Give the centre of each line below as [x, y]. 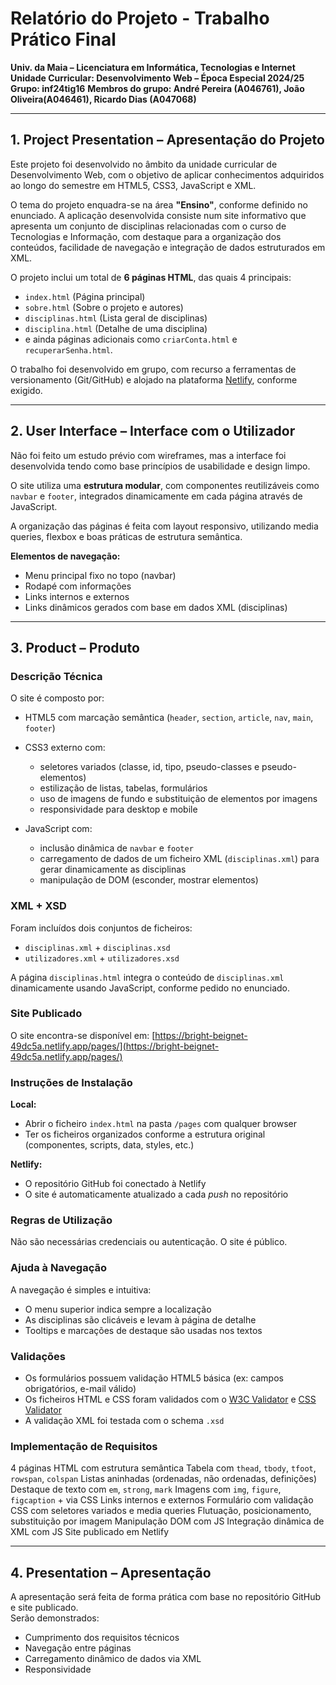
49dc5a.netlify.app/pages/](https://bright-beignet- [115, 1046]
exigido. [26, 390]
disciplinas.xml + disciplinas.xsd [97, 947]
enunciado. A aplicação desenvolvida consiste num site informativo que [158, 215]
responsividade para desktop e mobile [118, 809]
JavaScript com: [58, 829]
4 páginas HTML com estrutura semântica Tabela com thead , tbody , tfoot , [163, 1468]
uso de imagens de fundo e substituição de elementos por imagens [178, 799]
